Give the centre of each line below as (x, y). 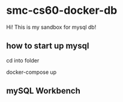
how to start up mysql (48, 46)
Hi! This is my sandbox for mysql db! (51, 27)
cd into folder (23, 60)
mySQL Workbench (43, 91)
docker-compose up (31, 72)
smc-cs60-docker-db (62, 10)
